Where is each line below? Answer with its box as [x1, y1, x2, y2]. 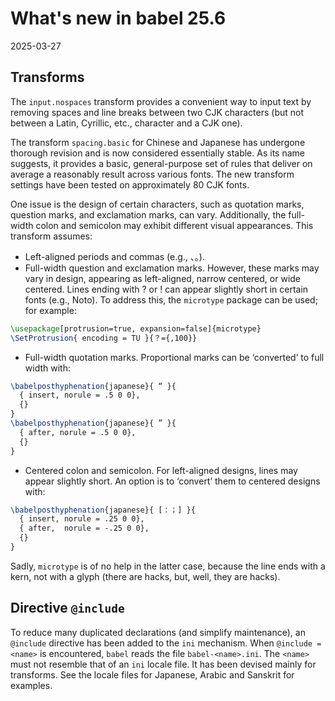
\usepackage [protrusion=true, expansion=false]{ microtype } [10, 323, 262, 334]
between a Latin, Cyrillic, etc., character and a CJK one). [10, 117, 243, 129]
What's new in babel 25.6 [10, 7, 227, 30]
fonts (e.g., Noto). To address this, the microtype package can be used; [24, 293, 318, 306]
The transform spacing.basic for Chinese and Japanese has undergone [10, 136, 306, 148]
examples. [10, 679, 53, 691]
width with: [24, 362, 71, 374]
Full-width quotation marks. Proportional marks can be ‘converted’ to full [24, 351, 325, 363]
